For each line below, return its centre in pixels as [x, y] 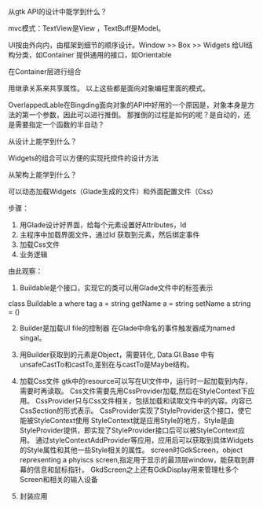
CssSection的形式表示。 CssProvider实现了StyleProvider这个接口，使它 [135, 410]
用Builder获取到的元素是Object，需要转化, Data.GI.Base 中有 [117, 355]
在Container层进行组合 [45, 72]
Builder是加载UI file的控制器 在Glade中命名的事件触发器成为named [127, 328]
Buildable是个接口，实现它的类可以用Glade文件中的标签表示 [116, 288]
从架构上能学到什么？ [42, 175]
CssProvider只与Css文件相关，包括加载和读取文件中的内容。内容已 [144, 401]
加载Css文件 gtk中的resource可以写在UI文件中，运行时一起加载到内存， [136, 381]
